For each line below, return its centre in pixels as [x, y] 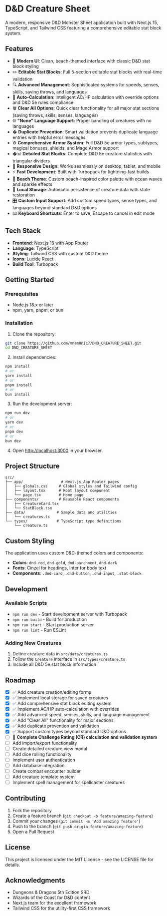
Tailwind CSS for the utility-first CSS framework [61, 908]
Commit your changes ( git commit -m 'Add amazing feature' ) [76, 821]
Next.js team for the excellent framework [54, 903]
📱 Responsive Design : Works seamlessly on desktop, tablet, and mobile [86, 166]
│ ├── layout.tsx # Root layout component [58, 491]
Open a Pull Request [33, 832]
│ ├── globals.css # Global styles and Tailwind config [71, 486]
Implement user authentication [44, 760]
